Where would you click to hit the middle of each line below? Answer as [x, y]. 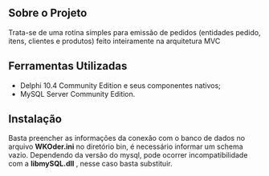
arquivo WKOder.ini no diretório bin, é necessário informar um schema [126, 146]
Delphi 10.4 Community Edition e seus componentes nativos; [120, 85]
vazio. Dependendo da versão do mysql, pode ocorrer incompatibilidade [128, 155]
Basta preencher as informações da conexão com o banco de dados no [127, 138]
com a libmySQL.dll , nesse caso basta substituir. [90, 164]
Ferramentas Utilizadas [68, 66]
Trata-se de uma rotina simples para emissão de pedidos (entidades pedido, [134, 32]
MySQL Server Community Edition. [77, 94]
